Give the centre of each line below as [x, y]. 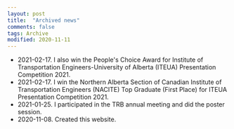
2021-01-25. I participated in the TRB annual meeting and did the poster [121, 104]
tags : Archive [28, 33]
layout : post [26, 14]
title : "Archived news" [44, 20]
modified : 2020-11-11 [39, 40]
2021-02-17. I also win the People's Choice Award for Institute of [110, 60]
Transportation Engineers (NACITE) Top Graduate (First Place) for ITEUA [122, 90]
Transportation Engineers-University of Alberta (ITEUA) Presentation [117, 67]
